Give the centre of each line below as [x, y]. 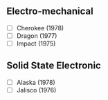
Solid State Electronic [54, 66]
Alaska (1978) [36, 82]
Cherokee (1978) [40, 28]
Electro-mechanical [50, 11]
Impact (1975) [36, 43]
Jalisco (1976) [36, 90]
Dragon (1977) [37, 36]
